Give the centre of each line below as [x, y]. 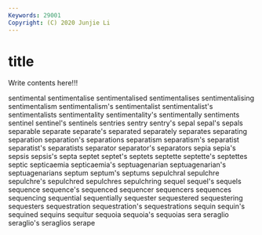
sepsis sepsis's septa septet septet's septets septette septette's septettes [128, 157]
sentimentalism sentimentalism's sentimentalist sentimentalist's [111, 107]
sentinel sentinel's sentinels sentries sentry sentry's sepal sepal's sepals [126, 123]
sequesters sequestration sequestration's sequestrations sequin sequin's [127, 206]
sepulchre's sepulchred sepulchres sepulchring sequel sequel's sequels [125, 182]
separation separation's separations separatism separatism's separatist [124, 140]
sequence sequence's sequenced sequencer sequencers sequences [120, 190]
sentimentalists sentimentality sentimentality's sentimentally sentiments [124, 115]
